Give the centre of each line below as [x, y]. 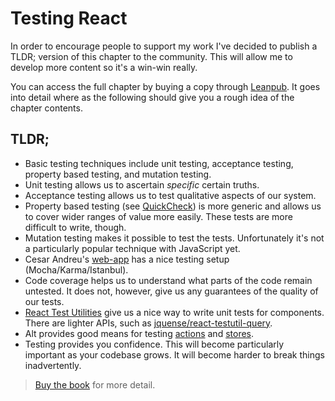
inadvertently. [53, 365]
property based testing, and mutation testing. [118, 174]
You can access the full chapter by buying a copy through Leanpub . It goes [165, 86]
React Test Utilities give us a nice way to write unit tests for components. [174, 312]
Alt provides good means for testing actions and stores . [139, 333]
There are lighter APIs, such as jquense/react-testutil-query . [148, 323]
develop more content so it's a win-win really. [104, 67]
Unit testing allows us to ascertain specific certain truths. [142, 184]
